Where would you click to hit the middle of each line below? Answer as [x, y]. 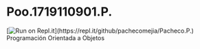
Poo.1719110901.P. [59, 12]
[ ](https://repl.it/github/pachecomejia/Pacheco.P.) [100, 31]
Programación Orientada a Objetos [55, 37]
